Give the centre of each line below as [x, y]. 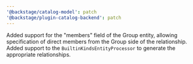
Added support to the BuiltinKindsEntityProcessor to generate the [91, 48]
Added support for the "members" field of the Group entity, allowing [92, 35]
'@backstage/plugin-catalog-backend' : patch [64, 18]
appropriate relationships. [39, 54]
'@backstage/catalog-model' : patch [52, 12]
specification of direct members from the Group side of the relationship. [97, 41]
